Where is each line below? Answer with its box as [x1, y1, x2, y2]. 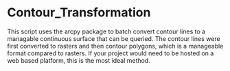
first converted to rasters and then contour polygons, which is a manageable [7, 42, 224, 50]
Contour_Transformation [7, 5, 151, 20]
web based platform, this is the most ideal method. [7, 56, 151, 64]
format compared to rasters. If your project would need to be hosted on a [7, 49, 214, 57]
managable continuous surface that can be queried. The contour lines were [7, 34, 221, 42]
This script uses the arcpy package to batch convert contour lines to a [7, 27, 206, 35]
